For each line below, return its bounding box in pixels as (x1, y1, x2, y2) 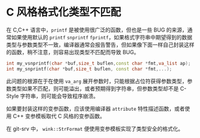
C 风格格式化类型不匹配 (6, 5, 121, 19)
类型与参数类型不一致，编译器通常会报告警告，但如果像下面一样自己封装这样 (6, 41, 195, 48)
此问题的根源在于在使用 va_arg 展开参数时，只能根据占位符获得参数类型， (6, 77, 187, 84)
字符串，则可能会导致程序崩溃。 (20, 92, 99, 99)
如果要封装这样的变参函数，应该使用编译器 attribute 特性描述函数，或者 (6, 105, 185, 112)
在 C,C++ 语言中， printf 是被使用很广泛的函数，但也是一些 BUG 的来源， (6, 26, 188, 33)
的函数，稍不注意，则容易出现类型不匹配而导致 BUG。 (6, 48, 139, 55)
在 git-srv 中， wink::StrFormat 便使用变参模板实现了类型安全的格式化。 (6, 125, 184, 132)
